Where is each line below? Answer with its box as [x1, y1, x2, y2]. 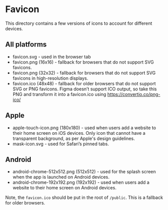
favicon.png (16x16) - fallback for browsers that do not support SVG [12, 59, 154, 65]
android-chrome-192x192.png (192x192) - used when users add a [12, 179, 150, 185]
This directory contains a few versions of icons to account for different [5, 20, 153, 26]
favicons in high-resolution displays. [12, 75, 89, 81]
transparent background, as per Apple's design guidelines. [12, 135, 135, 141]
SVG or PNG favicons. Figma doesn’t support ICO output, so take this [12, 86, 157, 92]
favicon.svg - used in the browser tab [12, 54, 91, 60]
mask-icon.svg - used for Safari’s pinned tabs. [12, 140, 109, 147]
